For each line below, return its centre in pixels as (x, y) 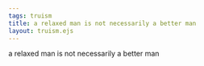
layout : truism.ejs (41, 31)
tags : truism (30, 16)
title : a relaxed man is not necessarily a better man (102, 23)
